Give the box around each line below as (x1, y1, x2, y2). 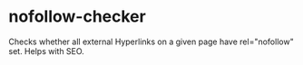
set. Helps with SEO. (8, 45, 85, 56)
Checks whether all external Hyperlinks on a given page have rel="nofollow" (8, 36, 294, 47)
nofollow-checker (8, 6, 146, 27)
